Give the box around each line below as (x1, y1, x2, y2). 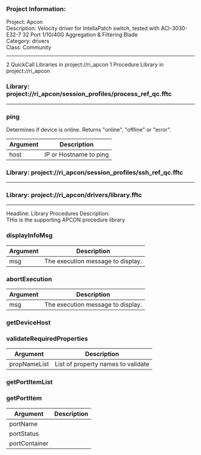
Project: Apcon (6, 19, 43, 26)
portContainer (9, 439, 49, 447)
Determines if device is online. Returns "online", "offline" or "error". (6, 126, 172, 133)
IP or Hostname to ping (44, 150, 109, 159)
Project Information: (6, 5, 66, 13)
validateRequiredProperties (6, 334, 89, 342)
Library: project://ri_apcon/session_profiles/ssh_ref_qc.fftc (6, 168, 184, 177)
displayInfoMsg (6, 231, 53, 239)
